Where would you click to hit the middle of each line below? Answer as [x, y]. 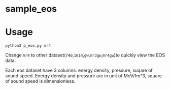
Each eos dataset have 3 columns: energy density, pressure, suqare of [79, 70]
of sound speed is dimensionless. [40, 81]
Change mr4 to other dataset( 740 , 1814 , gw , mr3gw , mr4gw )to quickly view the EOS [85, 55]
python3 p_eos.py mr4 [28, 46]
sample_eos [31, 9]
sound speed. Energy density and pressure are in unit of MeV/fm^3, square [84, 76]
